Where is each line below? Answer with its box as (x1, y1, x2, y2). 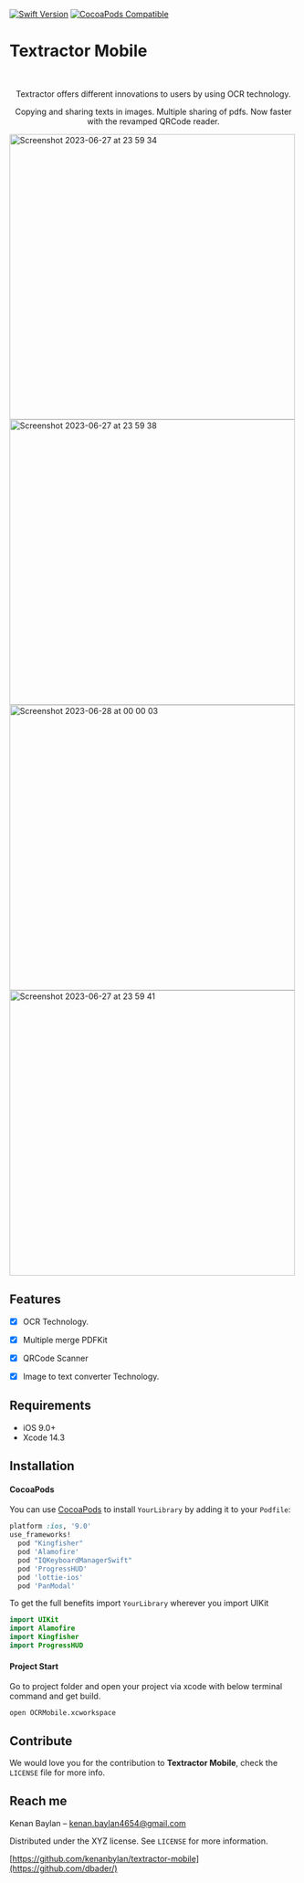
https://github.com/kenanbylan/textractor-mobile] (12, 1853, 199, 1864)
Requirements (9, 1398, 91, 1414)
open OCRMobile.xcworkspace (9, 1709, 117, 1718)
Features (9, 1292, 61, 1308)
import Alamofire (9, 1624, 76, 1634)
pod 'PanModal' (17, 1581, 76, 1591)
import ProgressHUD (9, 1641, 84, 1650)
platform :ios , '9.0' (9, 1521, 92, 1531)
